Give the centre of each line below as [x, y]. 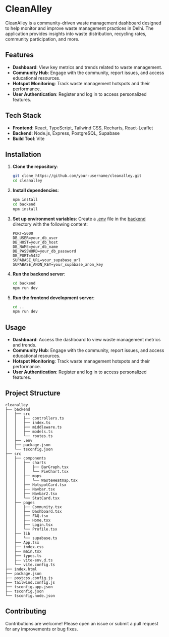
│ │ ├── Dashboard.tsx [34, 511]
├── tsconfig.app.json [29, 587]
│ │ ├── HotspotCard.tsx [36, 485]
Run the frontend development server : [53, 298]
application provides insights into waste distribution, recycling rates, [76, 33]
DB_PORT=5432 [26, 256]
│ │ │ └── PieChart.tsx [37, 471]
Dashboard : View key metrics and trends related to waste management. [87, 67]
